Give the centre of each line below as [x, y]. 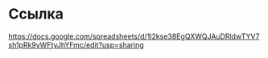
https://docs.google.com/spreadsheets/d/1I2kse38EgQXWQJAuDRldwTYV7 [134, 36]
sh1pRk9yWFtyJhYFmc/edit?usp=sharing [76, 44]
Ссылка [36, 14]
